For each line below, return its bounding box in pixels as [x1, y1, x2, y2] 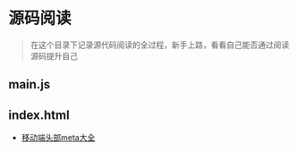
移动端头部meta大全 [21, 132, 96, 143]
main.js [8, 77, 51, 92]
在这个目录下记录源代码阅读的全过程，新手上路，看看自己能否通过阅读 [30, 39, 290, 50]
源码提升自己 [30, 50, 78, 61]
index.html [8, 107, 70, 122]
